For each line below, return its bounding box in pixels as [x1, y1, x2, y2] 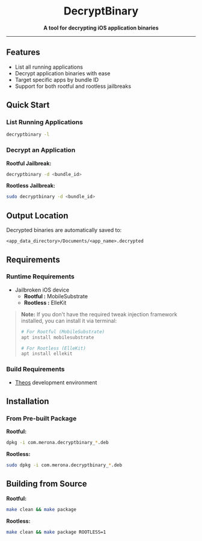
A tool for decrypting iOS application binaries [43, 24, 159, 31]
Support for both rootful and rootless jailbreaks [14, 83, 131, 90]
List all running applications [14, 63, 83, 70]
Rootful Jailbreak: [6, 160, 52, 167]
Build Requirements [6, 365, 65, 374]
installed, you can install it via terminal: [20, 317, 117, 324]
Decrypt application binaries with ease [14, 69, 111, 77]
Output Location [6, 210, 69, 220]
